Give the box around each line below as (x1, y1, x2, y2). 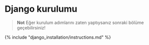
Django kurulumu (4, 3, 77, 15)
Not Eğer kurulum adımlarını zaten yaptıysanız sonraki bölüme (16, 20, 144, 25)
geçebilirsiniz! (16, 24, 46, 30)
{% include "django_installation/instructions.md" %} (4, 34, 111, 40)
